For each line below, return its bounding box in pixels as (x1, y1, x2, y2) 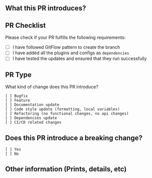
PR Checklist (5, 21, 46, 30)
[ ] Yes (5, 147, 22, 152)
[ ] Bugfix (5, 94, 28, 99)
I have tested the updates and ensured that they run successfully (12, 55, 147, 62)
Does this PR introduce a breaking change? (5, 133, 143, 142)
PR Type (5, 70, 32, 79)
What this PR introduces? (5, 4, 86, 13)
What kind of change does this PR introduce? (5, 84, 99, 90)
